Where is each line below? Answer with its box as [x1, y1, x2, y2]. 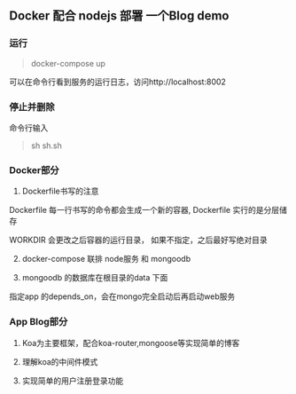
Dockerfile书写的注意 [21, 185, 99, 197]
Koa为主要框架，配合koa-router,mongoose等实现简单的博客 [21, 337, 240, 348]
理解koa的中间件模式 [21, 356, 98, 366]
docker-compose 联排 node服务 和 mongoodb [21, 254, 191, 264]
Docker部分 [9, 163, 59, 176]
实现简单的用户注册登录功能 [21, 375, 124, 386]
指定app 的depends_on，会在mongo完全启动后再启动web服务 [9, 291, 236, 302]
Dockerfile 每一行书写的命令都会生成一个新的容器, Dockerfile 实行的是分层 [9, 205, 280, 216]
